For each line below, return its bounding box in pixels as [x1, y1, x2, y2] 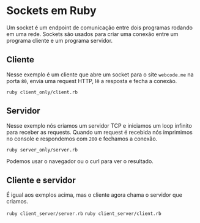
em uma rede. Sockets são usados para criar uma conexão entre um [6, 30, 179, 37]
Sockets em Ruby [6, 4, 97, 18]
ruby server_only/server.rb [6, 147, 78, 153]
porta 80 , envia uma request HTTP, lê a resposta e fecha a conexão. [6, 77, 177, 84]
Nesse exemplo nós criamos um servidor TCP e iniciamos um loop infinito [6, 122, 193, 129]
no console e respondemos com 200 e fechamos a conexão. [6, 135, 158, 142]
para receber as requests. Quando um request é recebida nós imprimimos [6, 128, 193, 136]
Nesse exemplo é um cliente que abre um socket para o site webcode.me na [6, 71, 194, 78]
